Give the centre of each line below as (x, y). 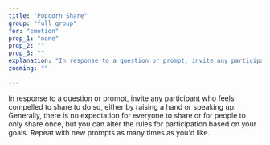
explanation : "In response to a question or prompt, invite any (118, 61)
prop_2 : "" (27, 46)
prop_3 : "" (27, 53)
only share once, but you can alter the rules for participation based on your (133, 124)
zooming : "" (28, 68)
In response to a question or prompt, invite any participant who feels (121, 98)
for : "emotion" (34, 31)
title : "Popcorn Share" (48, 16)
